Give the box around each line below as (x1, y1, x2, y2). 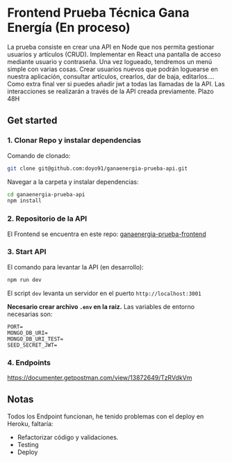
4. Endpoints (7, 357, 51, 367)
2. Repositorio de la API (7, 214, 88, 223)
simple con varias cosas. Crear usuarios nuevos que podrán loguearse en (7, 65, 218, 73)
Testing (17, 440, 40, 448)
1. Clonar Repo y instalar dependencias (7, 136, 141, 146)
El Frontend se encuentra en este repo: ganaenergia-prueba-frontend (7, 230, 206, 238)
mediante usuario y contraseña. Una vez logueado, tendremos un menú (7, 57, 213, 65)
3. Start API (7, 247, 47, 257)
